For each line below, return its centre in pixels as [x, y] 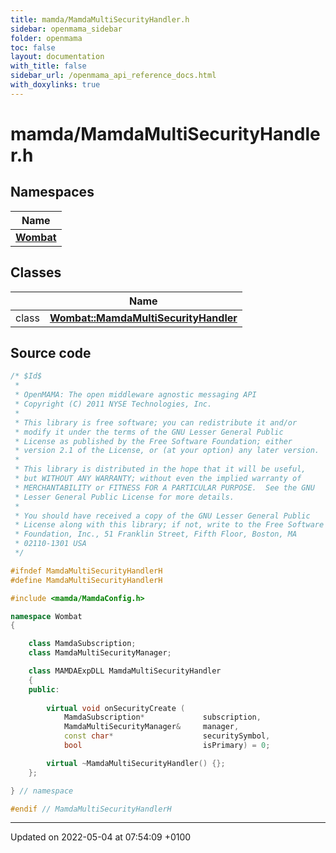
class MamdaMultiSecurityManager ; [100, 653]
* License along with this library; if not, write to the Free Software [169, 525]
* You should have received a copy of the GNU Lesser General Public [162, 516]
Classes [36, 272]
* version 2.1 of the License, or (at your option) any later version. [167, 451]
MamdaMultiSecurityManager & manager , [151, 727]
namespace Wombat [46, 616]
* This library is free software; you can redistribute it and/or [156, 422]
